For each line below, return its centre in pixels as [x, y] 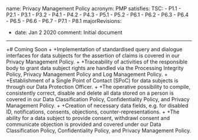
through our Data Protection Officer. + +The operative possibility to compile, [98, 87]
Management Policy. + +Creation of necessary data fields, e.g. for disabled [97, 106]
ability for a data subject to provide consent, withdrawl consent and [88, 118]
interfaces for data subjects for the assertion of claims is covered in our [93, 56]
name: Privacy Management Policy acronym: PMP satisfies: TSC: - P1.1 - [94, 9]
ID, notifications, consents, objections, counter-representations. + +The [93, 112]
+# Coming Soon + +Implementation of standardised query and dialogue [94, 49]
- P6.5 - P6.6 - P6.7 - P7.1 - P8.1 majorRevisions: [64, 21]
